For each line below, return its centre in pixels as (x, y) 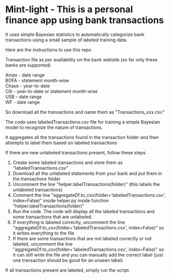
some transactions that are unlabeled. (53, 217)
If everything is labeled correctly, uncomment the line (69, 222)
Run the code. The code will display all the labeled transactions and (83, 211)
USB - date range (24, 97)
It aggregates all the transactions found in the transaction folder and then (82, 137)
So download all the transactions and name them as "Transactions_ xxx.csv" (85, 112)
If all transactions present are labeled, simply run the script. (68, 270)
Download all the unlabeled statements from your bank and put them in (87, 173)
